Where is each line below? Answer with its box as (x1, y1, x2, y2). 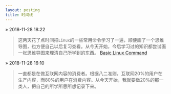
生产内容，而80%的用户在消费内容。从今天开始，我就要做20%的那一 (17, 77, 164, 83)
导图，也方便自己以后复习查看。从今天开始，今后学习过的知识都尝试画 (17, 43, 166, 49)
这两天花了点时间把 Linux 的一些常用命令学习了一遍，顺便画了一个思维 (17, 37, 164, 43)
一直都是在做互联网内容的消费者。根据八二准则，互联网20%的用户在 (17, 70, 163, 77)
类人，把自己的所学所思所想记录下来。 (17, 83, 99, 89)
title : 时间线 (5, 12, 33, 17)
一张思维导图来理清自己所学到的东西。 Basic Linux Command (17, 50, 147, 56)
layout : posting (5, 7, 40, 13)
